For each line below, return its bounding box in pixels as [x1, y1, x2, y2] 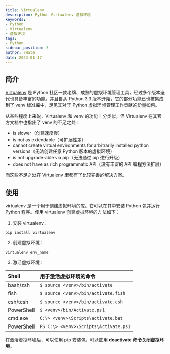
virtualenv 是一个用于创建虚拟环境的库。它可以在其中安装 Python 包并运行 [5, 203, 160, 209]
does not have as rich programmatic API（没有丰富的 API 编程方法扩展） [12, 161, 164, 167]
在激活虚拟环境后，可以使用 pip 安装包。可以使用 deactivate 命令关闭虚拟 [5, 337, 160, 343]
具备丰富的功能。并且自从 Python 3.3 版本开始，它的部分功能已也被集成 [14, 96, 164, 102]
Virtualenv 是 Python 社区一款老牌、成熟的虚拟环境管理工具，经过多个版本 [5, 90, 161, 96]
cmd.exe [8, 315, 28, 321]
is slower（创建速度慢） [12, 130, 63, 137]
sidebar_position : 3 [5, 45, 49, 50]
